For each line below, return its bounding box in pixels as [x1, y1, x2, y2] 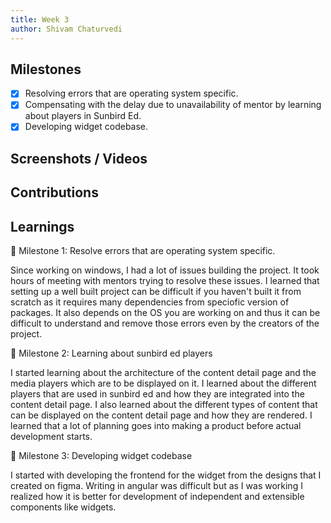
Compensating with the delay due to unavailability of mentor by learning [24, 99, 322, 111]
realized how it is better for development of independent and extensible [10, 491, 305, 503]
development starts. [10, 431, 93, 443]
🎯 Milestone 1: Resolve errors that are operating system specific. [10, 245, 276, 257]
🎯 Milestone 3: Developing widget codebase [10, 450, 193, 462]
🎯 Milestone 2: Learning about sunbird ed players [10, 347, 213, 360]
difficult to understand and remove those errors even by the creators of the [10, 317, 320, 330]
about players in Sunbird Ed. [24, 110, 142, 122]
